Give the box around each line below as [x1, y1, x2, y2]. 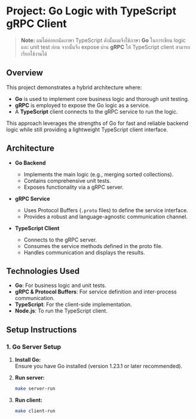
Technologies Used [6, 266, 79, 276]
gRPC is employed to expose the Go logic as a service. [14, 102, 151, 109]
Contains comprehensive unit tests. [23, 177, 111, 184]
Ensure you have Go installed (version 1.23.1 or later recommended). [14, 363, 183, 370]
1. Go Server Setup [6, 342, 62, 351]
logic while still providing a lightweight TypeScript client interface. [6, 126, 169, 133]
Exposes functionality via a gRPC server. [23, 183, 124, 191]
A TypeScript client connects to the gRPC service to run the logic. [14, 108, 178, 115]
